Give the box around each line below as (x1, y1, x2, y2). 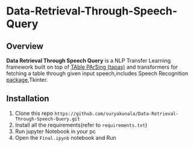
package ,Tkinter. (6, 77, 48, 83)
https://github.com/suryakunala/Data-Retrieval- (54, 110, 179, 117)
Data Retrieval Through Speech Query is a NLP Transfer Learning (6, 57, 171, 64)
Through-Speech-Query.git (14, 116, 80, 122)
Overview (6, 41, 44, 51)
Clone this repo (14, 110, 53, 117)
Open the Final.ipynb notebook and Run (14, 134, 116, 141)
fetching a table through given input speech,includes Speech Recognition (6, 70, 189, 77)
